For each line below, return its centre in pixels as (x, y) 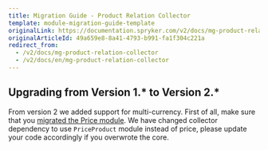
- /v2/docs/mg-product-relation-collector (87, 53)
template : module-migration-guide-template (82, 23)
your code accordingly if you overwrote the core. (89, 137)
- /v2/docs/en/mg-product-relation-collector (93, 61)
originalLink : (32, 30)
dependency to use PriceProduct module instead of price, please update (128, 128)
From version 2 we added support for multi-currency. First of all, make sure (132, 112)
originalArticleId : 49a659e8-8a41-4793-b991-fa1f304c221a (106, 38)
